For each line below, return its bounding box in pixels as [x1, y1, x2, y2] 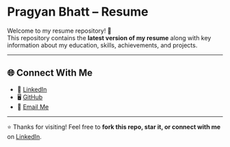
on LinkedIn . [7, 132, 42, 140]
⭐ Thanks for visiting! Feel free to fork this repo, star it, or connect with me [7, 122, 221, 131]
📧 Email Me [16, 103, 49, 111]
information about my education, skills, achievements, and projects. [7, 41, 198, 49]
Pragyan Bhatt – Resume [7, 4, 149, 20]
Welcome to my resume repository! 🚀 [7, 27, 112, 35]
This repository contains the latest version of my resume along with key [7, 33, 212, 42]
